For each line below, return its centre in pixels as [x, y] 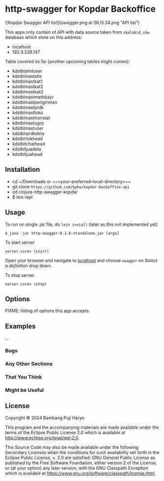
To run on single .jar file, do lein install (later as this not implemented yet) [82, 224]
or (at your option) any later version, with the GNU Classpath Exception [77, 468]
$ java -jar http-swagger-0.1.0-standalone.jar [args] [62, 233]
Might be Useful [24, 390]
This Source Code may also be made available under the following [72, 447]
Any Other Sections [29, 364]
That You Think [23, 377]
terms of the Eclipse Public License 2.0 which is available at [65, 433]
